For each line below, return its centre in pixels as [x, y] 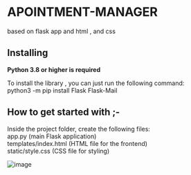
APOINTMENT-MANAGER [82, 12]
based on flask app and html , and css [62, 31]
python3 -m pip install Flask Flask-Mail [62, 90]
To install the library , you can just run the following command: [96, 83]
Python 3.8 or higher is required [54, 69]
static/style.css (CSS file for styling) [58, 151]
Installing [28, 53]
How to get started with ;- [64, 112]
